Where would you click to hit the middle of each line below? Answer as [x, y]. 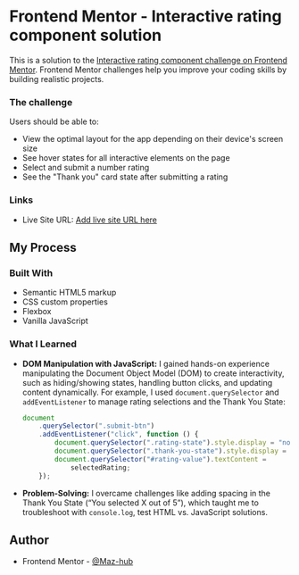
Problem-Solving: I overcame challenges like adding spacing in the [146, 493]
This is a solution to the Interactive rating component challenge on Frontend [149, 60]
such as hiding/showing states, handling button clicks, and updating [147, 382]
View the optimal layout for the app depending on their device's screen [153, 139]
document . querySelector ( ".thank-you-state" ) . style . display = [171, 451]
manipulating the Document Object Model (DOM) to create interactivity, [153, 373]
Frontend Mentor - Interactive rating [146, 17]
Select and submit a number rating [86, 168]
